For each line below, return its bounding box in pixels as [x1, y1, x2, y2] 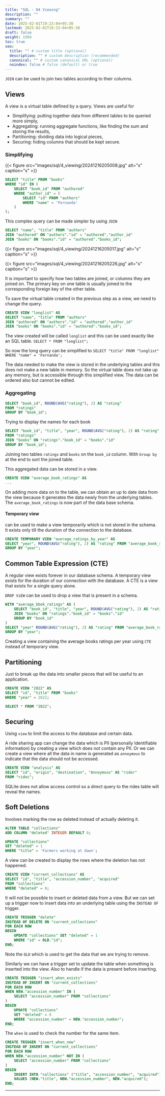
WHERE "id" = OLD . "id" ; [14, 938, 63, 943]
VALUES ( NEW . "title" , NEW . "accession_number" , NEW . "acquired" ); [14, 1076, 148, 1082]
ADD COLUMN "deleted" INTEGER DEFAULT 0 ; [5, 830, 91, 835]
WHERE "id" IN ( [5, 182, 38, 187]
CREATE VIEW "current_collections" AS [5, 872, 84, 877]
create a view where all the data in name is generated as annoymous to [5, 751, 146, 757]
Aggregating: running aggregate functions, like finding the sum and [12, 123, 148, 129]
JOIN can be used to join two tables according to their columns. [5, 76, 133, 82]
